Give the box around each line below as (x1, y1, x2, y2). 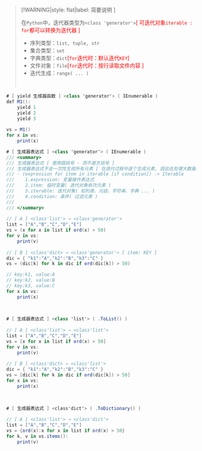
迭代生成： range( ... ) (29, 69, 89, 76)
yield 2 (17, 110, 36, 116)
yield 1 (17, 104, 36, 110)
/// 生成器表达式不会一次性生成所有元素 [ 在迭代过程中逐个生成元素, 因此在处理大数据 (6, 166, 197, 172)
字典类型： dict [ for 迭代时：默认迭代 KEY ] (29, 54, 130, 61)
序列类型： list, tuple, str (29, 39, 100, 46)
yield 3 (17, 116, 36, 122)
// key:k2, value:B (6, 277, 55, 284)
